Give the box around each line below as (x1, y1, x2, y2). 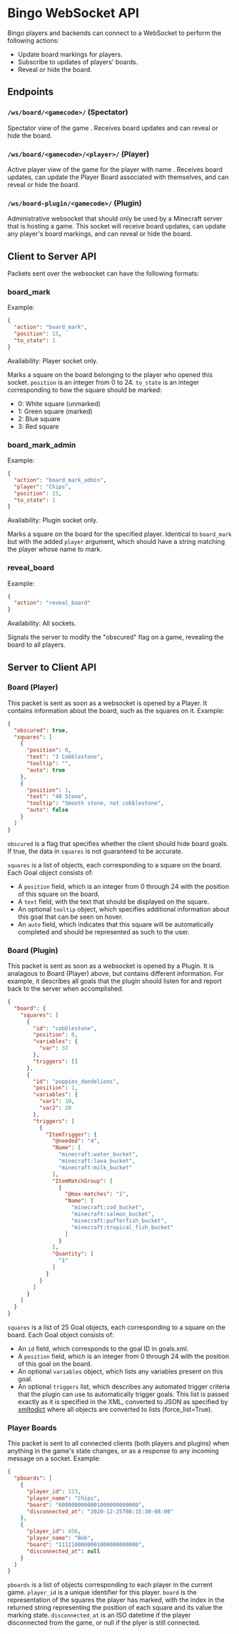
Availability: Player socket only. (7, 356, 98, 365)
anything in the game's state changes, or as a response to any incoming (7, 1447, 219, 1456)
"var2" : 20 (39, 1104, 72, 1111)
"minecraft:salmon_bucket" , (71, 1211, 155, 1218)
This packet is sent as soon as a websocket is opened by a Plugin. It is (7, 962, 214, 970)
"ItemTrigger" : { (45, 1131, 98, 1138)
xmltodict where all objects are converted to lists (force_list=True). (17, 1405, 213, 1414)
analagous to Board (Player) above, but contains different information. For (7, 969, 224, 978)
